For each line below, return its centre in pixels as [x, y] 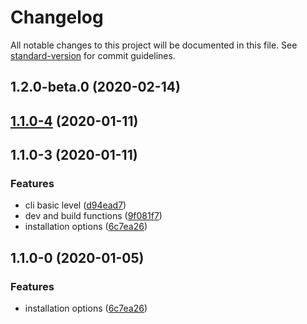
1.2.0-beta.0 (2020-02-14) [95, 87]
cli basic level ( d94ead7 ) [75, 205]
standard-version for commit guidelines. [93, 55]
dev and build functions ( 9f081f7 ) [93, 216]
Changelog [57, 17]
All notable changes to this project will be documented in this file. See [154, 45]
